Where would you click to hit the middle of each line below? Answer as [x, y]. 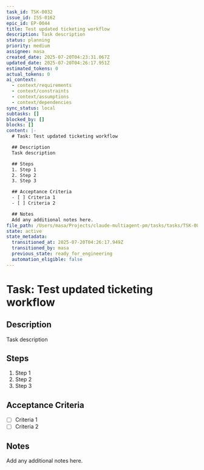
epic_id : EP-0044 [28, 23]
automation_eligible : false [47, 259]
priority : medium [28, 46]
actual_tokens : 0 [28, 74]
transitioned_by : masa [40, 248]
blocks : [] [20, 125]
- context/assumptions [40, 97]
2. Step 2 [24, 175]
